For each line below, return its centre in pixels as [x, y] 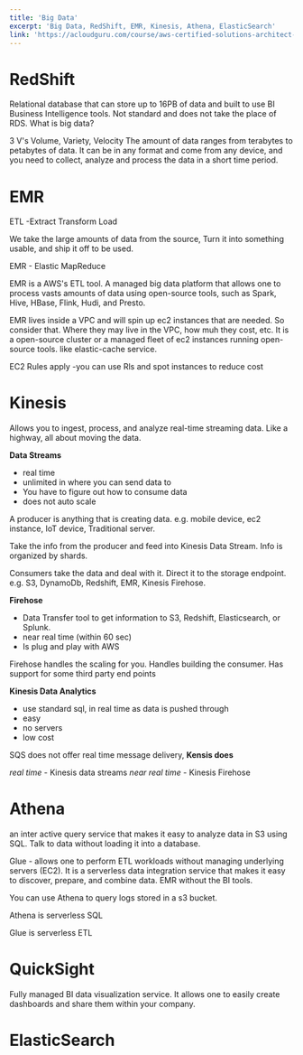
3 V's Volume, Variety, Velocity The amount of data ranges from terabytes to [151, 141]
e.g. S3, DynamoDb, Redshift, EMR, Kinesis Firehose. [108, 583]
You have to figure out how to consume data [105, 492]
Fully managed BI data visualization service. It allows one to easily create [145, 994]
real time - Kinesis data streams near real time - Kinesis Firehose [130, 772]
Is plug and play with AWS [71, 647]
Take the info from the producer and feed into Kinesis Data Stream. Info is [146, 546]
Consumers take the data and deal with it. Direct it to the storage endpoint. [148, 574]
